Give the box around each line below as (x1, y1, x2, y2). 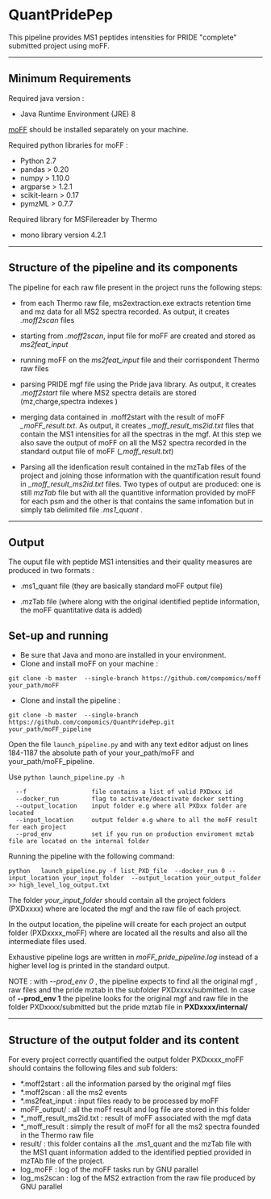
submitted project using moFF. (8, 40, 110, 50)
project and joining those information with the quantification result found (19, 470, 261, 480)
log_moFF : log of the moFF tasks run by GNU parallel (19, 1164, 199, 1174)
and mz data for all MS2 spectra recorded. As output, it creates (19, 307, 230, 316)
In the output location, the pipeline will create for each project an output (8, 920, 247, 930)
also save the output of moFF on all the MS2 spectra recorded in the (19, 437, 248, 447)
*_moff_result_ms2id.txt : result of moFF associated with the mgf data (19, 1113, 252, 1122)
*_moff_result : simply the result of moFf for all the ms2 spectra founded (19, 1122, 261, 1131)
